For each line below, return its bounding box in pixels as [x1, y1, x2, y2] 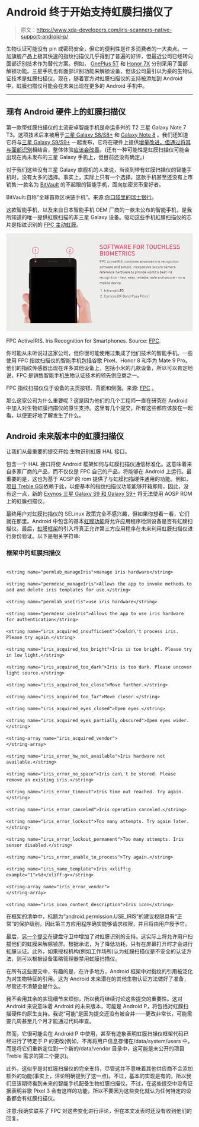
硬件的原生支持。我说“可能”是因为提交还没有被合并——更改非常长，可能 [11, 1010, 188, 1017]
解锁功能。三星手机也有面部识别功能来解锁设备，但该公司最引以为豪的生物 [6, 67, 188, 74]
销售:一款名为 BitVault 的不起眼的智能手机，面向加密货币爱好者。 [6, 181, 165, 188]
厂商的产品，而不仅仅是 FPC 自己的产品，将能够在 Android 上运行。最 [21, 468, 192, 475]
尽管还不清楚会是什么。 [6, 983, 63, 990]
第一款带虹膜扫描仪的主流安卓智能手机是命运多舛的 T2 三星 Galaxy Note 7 [6, 124, 187, 131]
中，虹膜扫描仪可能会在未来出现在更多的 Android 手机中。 [6, 82, 148, 89]
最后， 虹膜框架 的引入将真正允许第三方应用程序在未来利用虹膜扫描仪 [21, 525, 188, 532]
